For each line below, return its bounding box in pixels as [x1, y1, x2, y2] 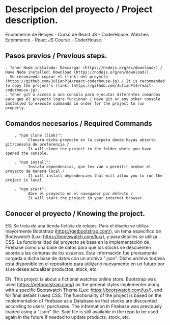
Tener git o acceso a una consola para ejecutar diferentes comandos [10, 92, 160, 97]
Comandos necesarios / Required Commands [5, 119, 152, 128]
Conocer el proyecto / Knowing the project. [5, 209, 145, 218]
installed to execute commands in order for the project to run [5, 101, 145, 106]
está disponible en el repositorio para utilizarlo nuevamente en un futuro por [5, 261, 165, 267]
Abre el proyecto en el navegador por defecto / [27, 191, 133, 196]
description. [5, 14, 59, 26]
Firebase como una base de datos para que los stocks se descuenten [5, 244, 151, 251]
